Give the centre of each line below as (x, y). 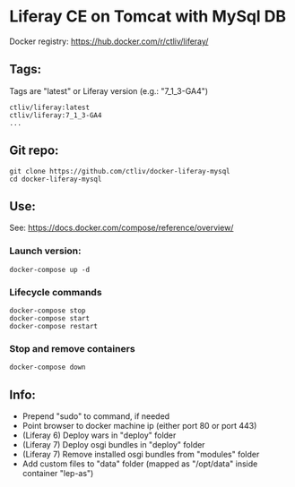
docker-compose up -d (50, 269)
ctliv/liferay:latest (50, 107)
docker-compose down (48, 367)
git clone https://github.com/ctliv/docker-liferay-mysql (120, 171)
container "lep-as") (58, 474)
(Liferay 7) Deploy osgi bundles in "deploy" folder (113, 445)
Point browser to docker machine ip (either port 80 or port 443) (139, 426)
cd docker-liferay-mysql (56, 179)
